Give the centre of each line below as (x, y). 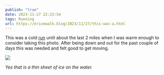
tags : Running (20, 19)
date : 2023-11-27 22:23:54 (33, 14)
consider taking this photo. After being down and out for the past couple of (82, 43)
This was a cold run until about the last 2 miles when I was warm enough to (82, 38)
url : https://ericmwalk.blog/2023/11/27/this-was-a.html (65, 24)
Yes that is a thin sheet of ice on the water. (49, 67)
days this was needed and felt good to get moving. (57, 48)
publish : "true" (22, 10)
